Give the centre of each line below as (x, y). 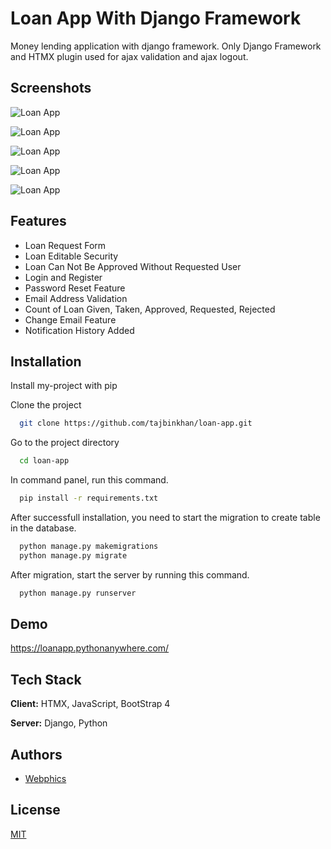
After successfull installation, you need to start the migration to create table (165, 517)
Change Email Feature (70, 319)
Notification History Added (79, 330)
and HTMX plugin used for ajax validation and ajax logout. (129, 56)
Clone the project (46, 405)
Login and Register (63, 277)
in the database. (43, 528)
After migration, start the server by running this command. (130, 574)
